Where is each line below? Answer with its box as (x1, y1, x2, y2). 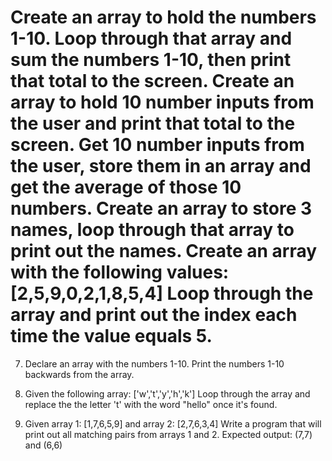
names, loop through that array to (10, 219, 295, 241)
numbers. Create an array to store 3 (10, 197, 313, 220)
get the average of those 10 (10, 176, 242, 199)
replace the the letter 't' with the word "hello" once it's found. (24, 398, 278, 410)
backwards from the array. (24, 368, 135, 380)
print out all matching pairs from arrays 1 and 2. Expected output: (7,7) (24, 428, 313, 440)
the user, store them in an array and (10, 155, 312, 178)
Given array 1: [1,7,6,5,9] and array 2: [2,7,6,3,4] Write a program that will (24, 417, 322, 430)
